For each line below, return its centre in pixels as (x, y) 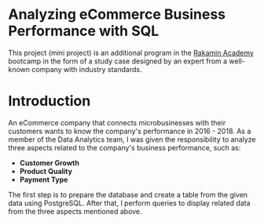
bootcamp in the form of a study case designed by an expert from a (118, 61)
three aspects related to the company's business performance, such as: (125, 147)
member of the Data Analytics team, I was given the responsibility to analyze (132, 139)
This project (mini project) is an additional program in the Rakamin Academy (131, 52)
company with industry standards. (86, 69)
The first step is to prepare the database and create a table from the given (128, 194)
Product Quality (46, 171)
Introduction (49, 101)
